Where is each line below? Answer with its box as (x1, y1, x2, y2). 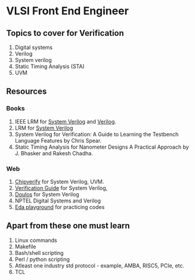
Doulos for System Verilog (14, 190, 79, 198)
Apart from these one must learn (6, 221, 130, 231)
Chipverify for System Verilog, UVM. (14, 178, 104, 185)
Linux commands (14, 236, 58, 244)
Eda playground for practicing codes (14, 203, 105, 210)
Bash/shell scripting (14, 249, 64, 256)
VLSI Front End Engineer (6, 4, 129, 18)
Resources (6, 87, 47, 97)
